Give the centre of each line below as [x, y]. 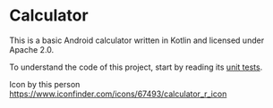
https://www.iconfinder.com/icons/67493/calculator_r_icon [118, 94]
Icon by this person [45, 84]
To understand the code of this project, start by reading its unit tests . [136, 67]
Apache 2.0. [32, 49]
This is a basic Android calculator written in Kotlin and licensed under [137, 40]
